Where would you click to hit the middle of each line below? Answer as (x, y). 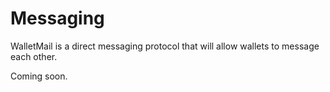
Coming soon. (39, 76)
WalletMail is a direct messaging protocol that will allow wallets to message (165, 46)
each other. (34, 56)
